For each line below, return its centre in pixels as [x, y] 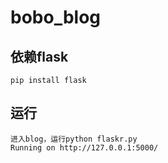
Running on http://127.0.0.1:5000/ [84, 147]
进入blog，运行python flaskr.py [74, 139]
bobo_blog [56, 17]
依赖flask [39, 56]
